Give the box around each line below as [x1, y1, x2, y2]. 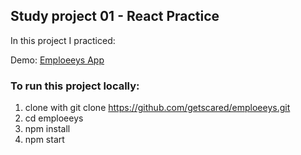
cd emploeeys [24, 112, 84, 124]
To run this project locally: [10, 79, 140, 93]
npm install [24, 123, 71, 135]
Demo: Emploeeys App [10, 54, 105, 66]
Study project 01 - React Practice [10, 8, 220, 25]
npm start [24, 134, 65, 146]
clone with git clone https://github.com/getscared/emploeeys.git [24, 102, 291, 114]
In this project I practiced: [10, 34, 116, 46]
